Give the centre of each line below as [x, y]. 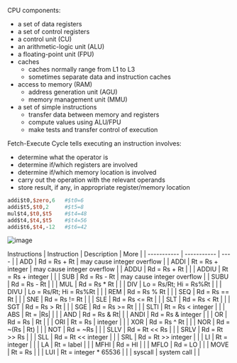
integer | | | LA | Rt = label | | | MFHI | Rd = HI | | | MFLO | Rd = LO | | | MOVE [118, 345]
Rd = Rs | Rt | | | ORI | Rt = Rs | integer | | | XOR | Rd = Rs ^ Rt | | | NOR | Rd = [119, 322]
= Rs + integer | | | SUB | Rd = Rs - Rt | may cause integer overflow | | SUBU [118, 277]
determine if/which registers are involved [78, 165]
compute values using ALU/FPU [75, 122]
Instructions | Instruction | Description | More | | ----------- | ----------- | [114, 254]
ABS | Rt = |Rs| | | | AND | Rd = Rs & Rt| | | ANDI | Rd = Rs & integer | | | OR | [117, 315]
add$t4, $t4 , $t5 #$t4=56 [47, 220]
